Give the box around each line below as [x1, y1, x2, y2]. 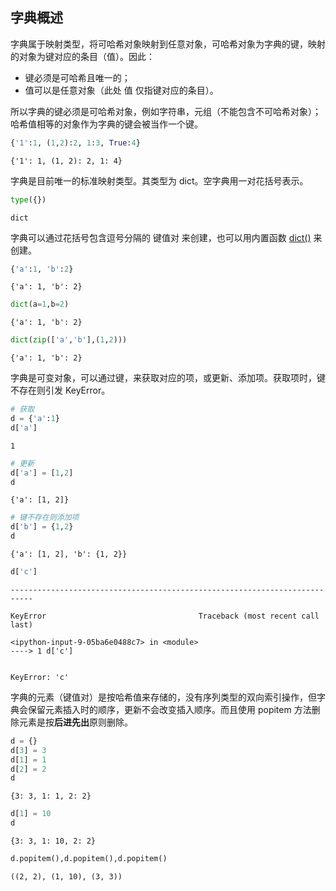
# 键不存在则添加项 [10, 513, 80, 523]
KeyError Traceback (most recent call [10, 611, 320, 621]
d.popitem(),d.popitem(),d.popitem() [10, 854, 168, 864]
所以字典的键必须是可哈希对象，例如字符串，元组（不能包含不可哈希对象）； [10, 105, 322, 117]
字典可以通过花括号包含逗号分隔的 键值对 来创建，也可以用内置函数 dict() [10, 231, 312, 243]
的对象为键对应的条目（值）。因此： [10, 50, 155, 62]
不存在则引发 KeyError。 [10, 384, 111, 397]
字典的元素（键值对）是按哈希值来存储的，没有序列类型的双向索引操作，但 [10, 691, 317, 703]
